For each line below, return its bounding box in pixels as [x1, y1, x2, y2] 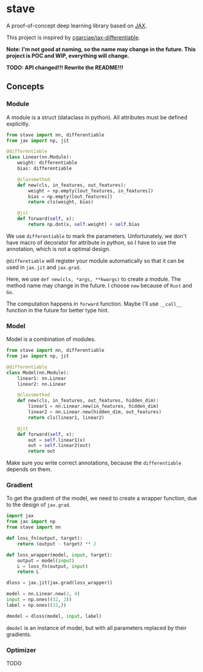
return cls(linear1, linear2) [28, 415, 105, 421]
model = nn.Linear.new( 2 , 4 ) [6, 591, 80, 597]
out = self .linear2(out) [28, 443, 91, 449]
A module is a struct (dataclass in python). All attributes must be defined [6, 113, 187, 121]
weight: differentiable [17, 160, 78, 166]
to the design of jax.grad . [6, 501, 71, 508]
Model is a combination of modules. [6, 335, 96, 343]
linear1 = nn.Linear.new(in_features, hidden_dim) [28, 404, 159, 410]
